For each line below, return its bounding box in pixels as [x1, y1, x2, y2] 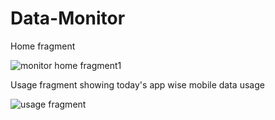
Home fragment [10, 40, 76, 52]
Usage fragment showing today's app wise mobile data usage [10, 78, 265, 91]
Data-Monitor [10, 7, 126, 30]
